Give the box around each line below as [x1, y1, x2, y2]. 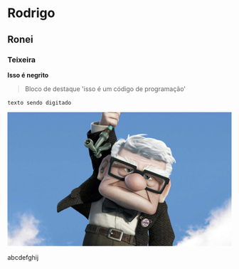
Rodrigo [7, 5, 55, 21]
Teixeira [7, 55, 36, 65]
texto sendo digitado [7, 99, 72, 106]
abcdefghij [7, 253, 39, 261]
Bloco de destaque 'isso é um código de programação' [24, 84, 186, 93]
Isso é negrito [7, 70, 49, 79]
